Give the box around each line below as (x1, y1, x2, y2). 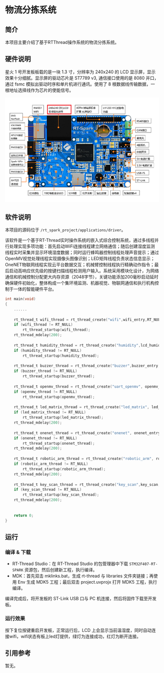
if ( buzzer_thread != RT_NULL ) (14, 369, 78, 374)
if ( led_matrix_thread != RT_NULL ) (14, 410, 86, 415)
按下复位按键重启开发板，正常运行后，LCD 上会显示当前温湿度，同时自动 (5, 627, 152, 633)
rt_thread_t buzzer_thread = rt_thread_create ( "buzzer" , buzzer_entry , (14, 364, 161, 369)
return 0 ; (14, 513, 34, 518)
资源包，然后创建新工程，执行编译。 (24, 567, 98, 573)
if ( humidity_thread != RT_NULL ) (14, 348, 82, 353)
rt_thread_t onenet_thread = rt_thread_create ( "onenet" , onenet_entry (14, 431, 161, 435)
